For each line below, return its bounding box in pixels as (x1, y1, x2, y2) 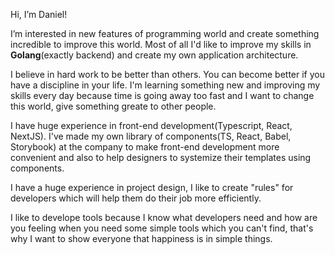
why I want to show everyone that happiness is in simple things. (10, 233, 273, 244)
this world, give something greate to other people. (10, 100, 217, 112)
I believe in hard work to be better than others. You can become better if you (10, 69, 325, 80)
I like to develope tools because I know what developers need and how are (10, 212, 318, 223)
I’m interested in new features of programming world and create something (10, 28, 320, 39)
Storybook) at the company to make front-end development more (10, 141, 280, 153)
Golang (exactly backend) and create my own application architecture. (10, 49, 299, 61)
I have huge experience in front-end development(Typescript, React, (10, 120, 293, 131)
